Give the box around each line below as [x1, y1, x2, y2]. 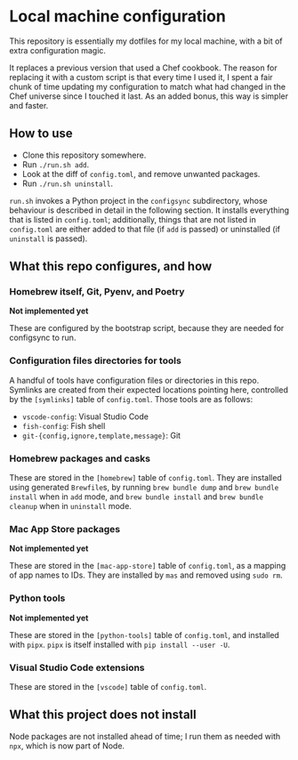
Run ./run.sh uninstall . [21, 178, 114, 189]
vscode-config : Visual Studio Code [21, 411, 149, 422]
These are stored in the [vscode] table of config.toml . [9, 681, 207, 691]
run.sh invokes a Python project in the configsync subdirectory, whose [9, 195, 269, 206]
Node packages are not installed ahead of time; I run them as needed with [9, 731, 281, 741]
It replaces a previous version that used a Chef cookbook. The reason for [9, 62, 278, 73]
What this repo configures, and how [9, 259, 213, 274]
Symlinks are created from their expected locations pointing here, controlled [9, 384, 289, 395]
